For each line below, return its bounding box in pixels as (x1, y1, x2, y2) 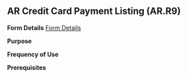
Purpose (7, 37, 32, 45)
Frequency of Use (7, 50, 59, 58)
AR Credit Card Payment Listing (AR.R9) (7, 5, 182, 17)
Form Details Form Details (7, 23, 82, 31)
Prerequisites (7, 63, 47, 71)
